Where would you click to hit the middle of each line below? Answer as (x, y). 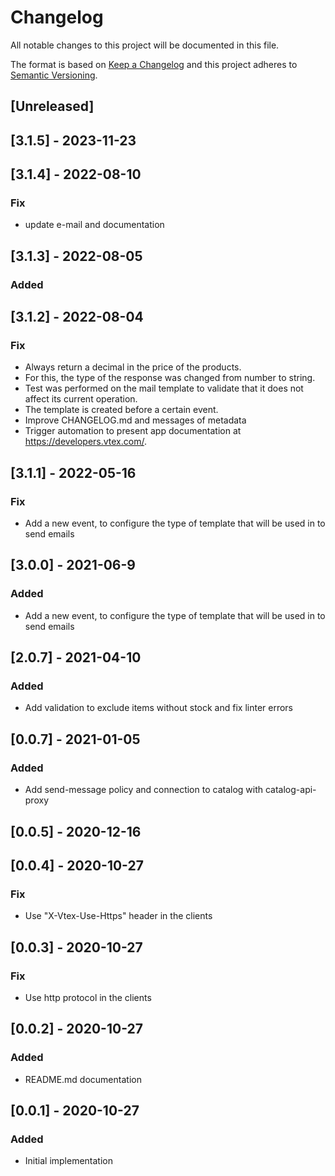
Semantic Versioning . (54, 75)
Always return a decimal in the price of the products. (133, 367)
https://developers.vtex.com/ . (85, 442)
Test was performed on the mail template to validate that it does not (164, 388)
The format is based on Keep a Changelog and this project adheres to (154, 64)
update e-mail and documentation (94, 225)
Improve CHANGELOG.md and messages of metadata (135, 420)
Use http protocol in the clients (88, 997)
